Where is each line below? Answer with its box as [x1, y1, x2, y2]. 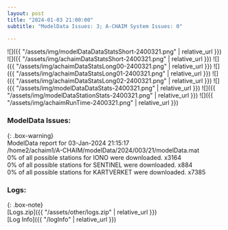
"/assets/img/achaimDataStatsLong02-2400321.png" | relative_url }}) [16, 77, 212, 85]
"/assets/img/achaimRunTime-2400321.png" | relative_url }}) [7, 99, 179, 107]
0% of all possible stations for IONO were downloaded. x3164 [7, 153, 182, 161]
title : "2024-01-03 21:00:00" [7, 16, 94, 23]
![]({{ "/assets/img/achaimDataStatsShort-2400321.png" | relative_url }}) [7, 55, 212, 63]
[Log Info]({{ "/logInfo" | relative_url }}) [7, 215, 117, 223]
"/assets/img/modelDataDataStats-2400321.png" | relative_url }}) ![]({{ [16, 84, 216, 93]
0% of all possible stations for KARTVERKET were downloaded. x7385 [7, 168, 206, 176]
